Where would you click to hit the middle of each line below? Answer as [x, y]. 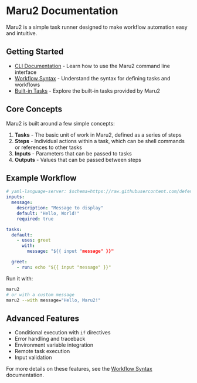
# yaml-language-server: [36, 192]
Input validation [33, 357]
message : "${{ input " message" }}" [71, 251]
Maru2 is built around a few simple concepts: [61, 123]
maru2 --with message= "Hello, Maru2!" [53, 300]
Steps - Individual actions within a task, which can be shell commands [99, 141]
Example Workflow [41, 178]
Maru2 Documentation [62, 11]
